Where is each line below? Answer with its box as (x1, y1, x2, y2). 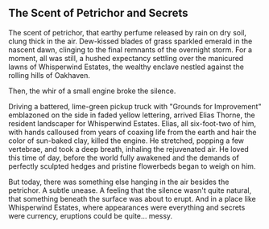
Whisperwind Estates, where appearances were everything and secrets (8, 202, 246, 212)
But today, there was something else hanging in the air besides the (8, 177, 230, 186)
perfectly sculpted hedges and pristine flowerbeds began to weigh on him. (8, 161, 256, 171)
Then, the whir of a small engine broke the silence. (8, 86, 176, 96)
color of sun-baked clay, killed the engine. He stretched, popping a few (8, 136, 244, 145)
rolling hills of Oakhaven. (8, 70, 90, 80)
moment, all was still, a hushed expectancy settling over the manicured (8, 53, 244, 63)
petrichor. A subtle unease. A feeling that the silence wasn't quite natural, (8, 185, 252, 195)
